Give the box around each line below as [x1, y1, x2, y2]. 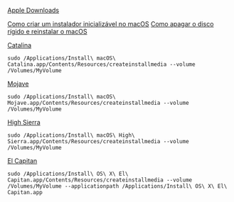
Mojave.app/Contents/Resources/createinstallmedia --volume [7, 99, 190, 106]
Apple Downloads [7, 6, 60, 14]
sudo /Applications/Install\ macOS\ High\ [7, 132, 135, 139]
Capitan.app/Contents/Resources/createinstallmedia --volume [7, 176, 193, 184]
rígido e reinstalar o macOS [7, 28, 87, 35]
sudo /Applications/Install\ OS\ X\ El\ [7, 170, 129, 177]
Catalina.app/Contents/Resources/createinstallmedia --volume [7, 61, 196, 68]
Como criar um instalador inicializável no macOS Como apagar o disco [7, 20, 214, 28]
